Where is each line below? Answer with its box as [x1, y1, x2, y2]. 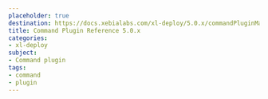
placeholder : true [8, 11, 69, 20]
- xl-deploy [8, 42, 48, 49]
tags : [8, 64, 26, 72]
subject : [8, 49, 37, 57]
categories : [8, 34, 48, 42]
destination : [8, 19, 52, 27]
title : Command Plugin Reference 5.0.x [8, 26, 141, 34]
